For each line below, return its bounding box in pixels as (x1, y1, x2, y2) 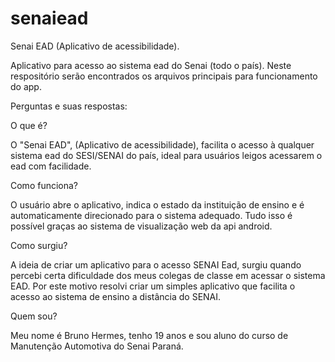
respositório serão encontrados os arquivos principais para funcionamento (10, 70, 318, 82)
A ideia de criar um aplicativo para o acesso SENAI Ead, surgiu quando (10, 258, 302, 271)
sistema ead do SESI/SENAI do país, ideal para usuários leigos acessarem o (10, 149, 323, 161)
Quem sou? (10, 310, 58, 322)
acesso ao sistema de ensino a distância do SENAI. (10, 290, 222, 302)
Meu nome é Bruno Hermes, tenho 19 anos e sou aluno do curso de (10, 329, 289, 341)
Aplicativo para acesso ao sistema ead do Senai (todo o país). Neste (10, 59, 292, 71)
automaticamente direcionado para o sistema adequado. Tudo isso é (10, 209, 293, 221)
